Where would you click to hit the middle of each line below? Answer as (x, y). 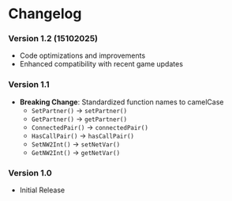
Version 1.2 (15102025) (53, 39)
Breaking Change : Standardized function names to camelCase (122, 102)
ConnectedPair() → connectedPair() (90, 127)
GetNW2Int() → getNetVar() (76, 152)
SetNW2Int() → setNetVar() (76, 144)
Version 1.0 (30, 173)
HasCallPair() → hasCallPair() (82, 135)
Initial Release (42, 190)
